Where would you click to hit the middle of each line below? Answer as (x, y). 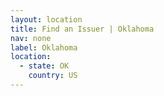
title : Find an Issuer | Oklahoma (82, 29)
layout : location (46, 19)
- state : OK (44, 66)
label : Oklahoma (44, 47)
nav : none (31, 38)
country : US (53, 76)
